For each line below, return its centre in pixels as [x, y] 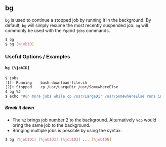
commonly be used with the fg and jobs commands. [58, 30]
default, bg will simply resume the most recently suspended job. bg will [77, 25]
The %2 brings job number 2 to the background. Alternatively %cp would [84, 120]
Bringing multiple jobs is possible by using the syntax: [67, 131]
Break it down [20, 108]
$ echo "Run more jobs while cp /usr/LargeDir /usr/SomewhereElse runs [80, 96]
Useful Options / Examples [38, 57]
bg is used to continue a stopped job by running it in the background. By [78, 20]
